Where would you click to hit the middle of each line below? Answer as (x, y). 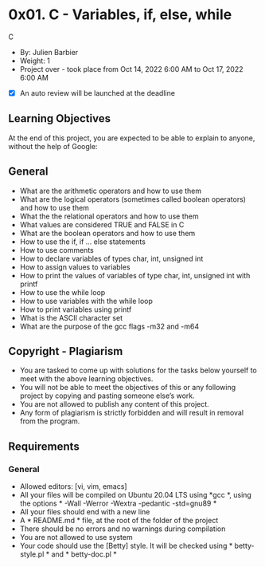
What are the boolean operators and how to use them (107, 233)
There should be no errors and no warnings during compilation (123, 529)
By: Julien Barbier (49, 52)
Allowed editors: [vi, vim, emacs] (73, 486)
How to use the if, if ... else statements (82, 242)
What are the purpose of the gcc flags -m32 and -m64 (109, 326)
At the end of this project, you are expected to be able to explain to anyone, (132, 138)
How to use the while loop (62, 292)
